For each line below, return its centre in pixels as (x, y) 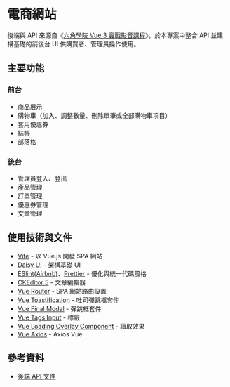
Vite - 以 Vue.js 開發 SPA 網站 (60, 256)
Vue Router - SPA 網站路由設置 (62, 291)
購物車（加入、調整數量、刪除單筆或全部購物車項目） (94, 115)
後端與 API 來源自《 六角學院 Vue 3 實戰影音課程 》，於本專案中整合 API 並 (112, 35)
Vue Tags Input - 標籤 (49, 317)
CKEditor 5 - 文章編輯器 (52, 282)
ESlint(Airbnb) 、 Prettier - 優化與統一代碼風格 (82, 273)
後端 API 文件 (36, 376)
